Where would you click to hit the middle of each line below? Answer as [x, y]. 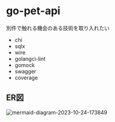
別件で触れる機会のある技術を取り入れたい [58, 28]
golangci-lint [30, 59]
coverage [26, 78]
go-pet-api [33, 11]
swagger [25, 71]
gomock [25, 65]
